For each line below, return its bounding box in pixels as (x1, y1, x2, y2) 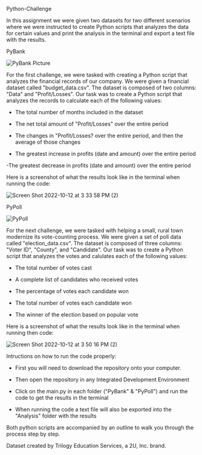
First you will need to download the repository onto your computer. (15, 364, 181, 371)
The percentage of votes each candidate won (15, 288, 129, 295)
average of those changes (15, 138, 80, 146)
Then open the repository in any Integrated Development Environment (15, 376, 189, 383)
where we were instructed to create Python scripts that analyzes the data (6, 24, 189, 30)
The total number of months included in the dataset (15, 109, 143, 115)
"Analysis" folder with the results (15, 412, 97, 419)
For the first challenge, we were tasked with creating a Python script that (6, 71, 187, 78)
